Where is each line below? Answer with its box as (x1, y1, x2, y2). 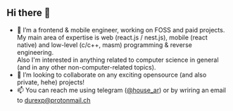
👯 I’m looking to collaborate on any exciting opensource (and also (16, 70, 207, 79)
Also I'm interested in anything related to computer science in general (16, 55, 219, 64)
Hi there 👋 (6, 7, 51, 19)
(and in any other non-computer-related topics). (16, 63, 156, 71)
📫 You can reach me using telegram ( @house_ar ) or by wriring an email (16, 86, 227, 94)
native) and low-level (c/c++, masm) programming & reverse (16, 40, 193, 49)
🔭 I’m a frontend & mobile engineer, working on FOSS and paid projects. (16, 25, 225, 34)
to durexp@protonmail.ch (16, 96, 91, 104)
